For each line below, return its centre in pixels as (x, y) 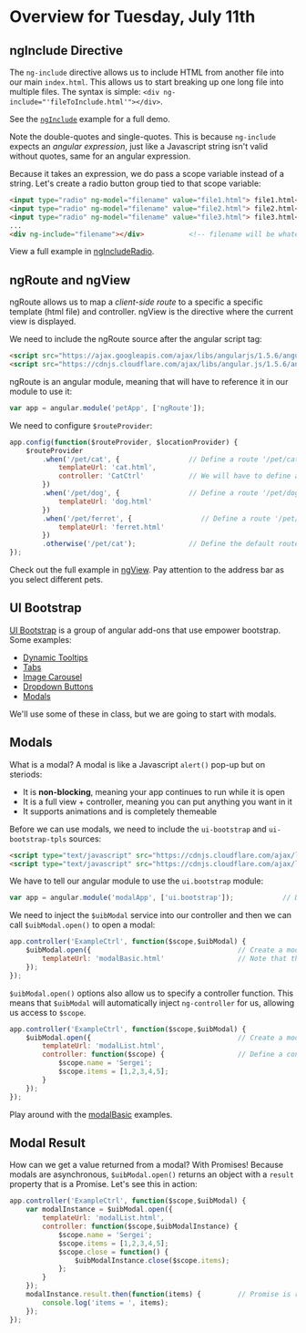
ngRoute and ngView (70, 280)
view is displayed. (43, 322)
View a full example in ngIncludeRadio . (82, 252)
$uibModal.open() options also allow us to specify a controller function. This (152, 993)
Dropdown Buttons (58, 687)
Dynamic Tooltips (55, 657)
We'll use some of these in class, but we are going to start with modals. (143, 714)
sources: (85, 838)
